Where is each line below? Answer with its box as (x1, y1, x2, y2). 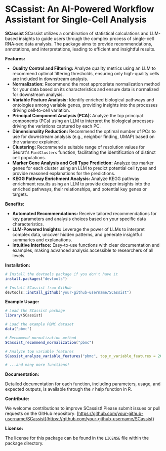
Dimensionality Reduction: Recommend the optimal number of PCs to (12, 128, 156, 134)
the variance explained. (12, 138, 60, 144)
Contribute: (5, 396, 30, 402)
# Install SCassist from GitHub (5, 285, 72, 290)
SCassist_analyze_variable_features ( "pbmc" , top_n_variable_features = (5, 354, 156, 359)
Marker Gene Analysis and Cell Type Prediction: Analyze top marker (12, 160, 154, 166)
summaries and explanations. (12, 236, 73, 243)
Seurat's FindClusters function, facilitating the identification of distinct (12, 149, 156, 155)
